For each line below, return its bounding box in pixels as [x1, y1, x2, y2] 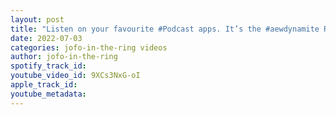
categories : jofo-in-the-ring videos [10, 42, 168, 53]
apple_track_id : [10, 80, 78, 90]
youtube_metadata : [10, 89, 87, 99]
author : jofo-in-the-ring [10, 52, 118, 62]
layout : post [10, 14, 65, 25]
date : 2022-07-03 [10, 33, 83, 43]
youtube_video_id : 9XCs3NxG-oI [10, 71, 141, 81]
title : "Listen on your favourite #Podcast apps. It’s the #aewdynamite [10, 24, 320, 34]
